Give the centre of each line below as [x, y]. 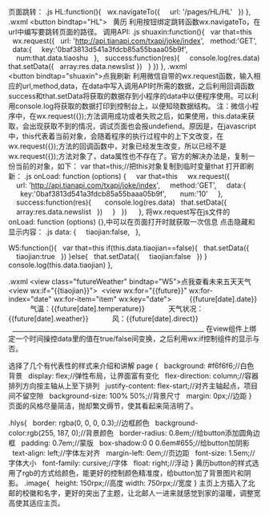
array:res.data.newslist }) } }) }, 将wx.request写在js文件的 [123, 212]
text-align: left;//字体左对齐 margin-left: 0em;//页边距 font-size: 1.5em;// [133, 453]
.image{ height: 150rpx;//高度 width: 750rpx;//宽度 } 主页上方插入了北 [139, 483]
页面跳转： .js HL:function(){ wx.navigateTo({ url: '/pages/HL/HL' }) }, [130, 12]
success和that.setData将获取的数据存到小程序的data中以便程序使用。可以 [130, 96]
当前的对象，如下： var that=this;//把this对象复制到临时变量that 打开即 [131, 166]
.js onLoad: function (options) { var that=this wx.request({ [127, 176]
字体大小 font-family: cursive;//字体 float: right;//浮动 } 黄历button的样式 [130, 463]
